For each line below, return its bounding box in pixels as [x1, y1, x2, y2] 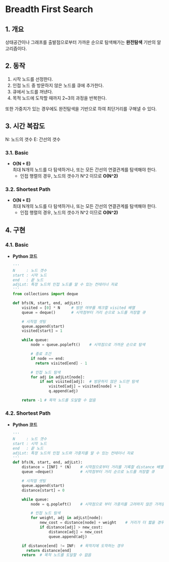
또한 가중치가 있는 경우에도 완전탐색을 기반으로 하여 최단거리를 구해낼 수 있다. [5, 105, 157, 111]
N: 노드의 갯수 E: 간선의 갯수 [5, 136, 61, 142]
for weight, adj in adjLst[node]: [31, 516, 103, 521]
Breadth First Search [5, 4, 94, 15]
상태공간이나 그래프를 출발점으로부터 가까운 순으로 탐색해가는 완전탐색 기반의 [5, 39, 156, 45]
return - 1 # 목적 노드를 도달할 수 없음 [22, 398, 96, 403]
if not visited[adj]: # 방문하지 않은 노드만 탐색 [39, 379, 139, 384]
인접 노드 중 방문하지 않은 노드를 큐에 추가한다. [12, 82, 104, 88]
